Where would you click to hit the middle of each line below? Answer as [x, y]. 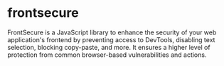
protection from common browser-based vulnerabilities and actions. [107, 55]
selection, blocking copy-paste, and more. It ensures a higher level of [109, 47]
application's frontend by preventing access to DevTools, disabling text [111, 39]
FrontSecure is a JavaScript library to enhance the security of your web [112, 32]
